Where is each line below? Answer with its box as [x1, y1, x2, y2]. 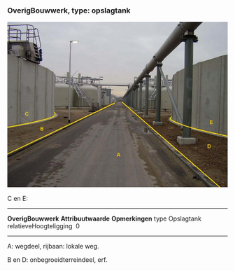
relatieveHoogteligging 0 [7, 222, 80, 230]
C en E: [7, 195, 28, 203]
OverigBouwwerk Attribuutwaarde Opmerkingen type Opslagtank [7, 214, 201, 223]
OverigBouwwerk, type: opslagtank [7, 6, 131, 15]
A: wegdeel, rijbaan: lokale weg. [7, 242, 99, 251]
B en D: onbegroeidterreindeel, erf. [7, 256, 108, 264]
